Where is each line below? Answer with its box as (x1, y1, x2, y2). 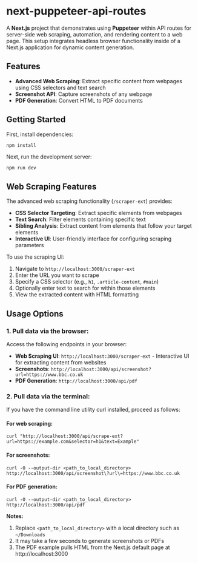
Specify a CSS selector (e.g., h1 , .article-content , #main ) (15, 278, 159, 285)
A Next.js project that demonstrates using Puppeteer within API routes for (6, 24, 192, 32)
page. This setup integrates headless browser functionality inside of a (6, 37, 180, 44)
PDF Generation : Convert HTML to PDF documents (15, 97, 144, 104)
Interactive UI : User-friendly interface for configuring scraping (15, 235, 171, 242)
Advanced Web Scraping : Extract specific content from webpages (15, 77, 183, 84)
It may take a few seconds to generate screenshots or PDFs (15, 537, 165, 544)
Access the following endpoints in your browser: (6, 340, 127, 347)
